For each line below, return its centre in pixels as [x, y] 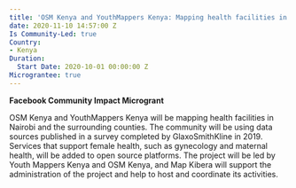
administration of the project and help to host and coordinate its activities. [144, 174]
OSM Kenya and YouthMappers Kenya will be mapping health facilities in [142, 117]
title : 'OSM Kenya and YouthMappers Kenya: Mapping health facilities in [148, 17]
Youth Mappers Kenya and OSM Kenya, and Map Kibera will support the [140, 164]
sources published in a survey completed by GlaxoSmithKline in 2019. [136, 136]
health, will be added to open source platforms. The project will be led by [143, 155]
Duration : [27, 59]
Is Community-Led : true [53, 34]
